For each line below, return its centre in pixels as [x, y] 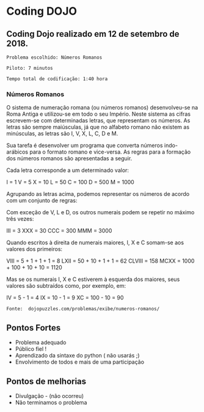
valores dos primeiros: [35, 249]
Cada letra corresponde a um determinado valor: [68, 170]
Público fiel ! [31, 349]
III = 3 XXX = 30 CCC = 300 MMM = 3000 [59, 231]
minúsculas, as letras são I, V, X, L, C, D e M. [62, 133]
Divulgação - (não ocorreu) [49, 395]
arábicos [17, 152]
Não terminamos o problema [51, 402]
